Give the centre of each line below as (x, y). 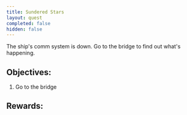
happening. (21, 53)
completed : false (29, 23)
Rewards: (25, 106)
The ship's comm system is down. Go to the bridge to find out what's (93, 46)
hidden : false (25, 29)
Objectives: (29, 72)
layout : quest (25, 18)
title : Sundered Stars (35, 12)
